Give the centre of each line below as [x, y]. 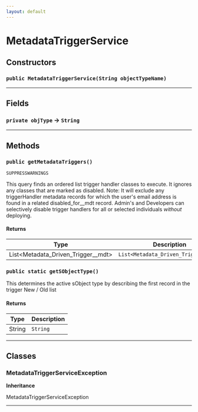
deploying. [19, 215]
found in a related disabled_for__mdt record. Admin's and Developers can [95, 203]
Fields [18, 103]
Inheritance [21, 386]
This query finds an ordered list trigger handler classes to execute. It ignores [99, 184]
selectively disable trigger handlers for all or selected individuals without [94, 209]
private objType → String [43, 120]
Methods [23, 145]
